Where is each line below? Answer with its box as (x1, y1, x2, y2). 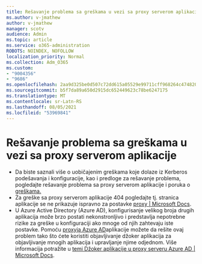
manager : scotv (6, 25, 44, 32)
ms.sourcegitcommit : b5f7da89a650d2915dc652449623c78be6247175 (6, 87, 168, 93)
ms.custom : (6, 64, 34, 71)
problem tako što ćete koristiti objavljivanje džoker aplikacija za (14, 233, 171, 240)
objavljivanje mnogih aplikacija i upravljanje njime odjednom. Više (14, 239, 177, 246)
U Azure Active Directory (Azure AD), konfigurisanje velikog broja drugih (14, 207, 194, 214)
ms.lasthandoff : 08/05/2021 (6, 104, 77, 110)
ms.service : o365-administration (6, 43, 90, 49)
